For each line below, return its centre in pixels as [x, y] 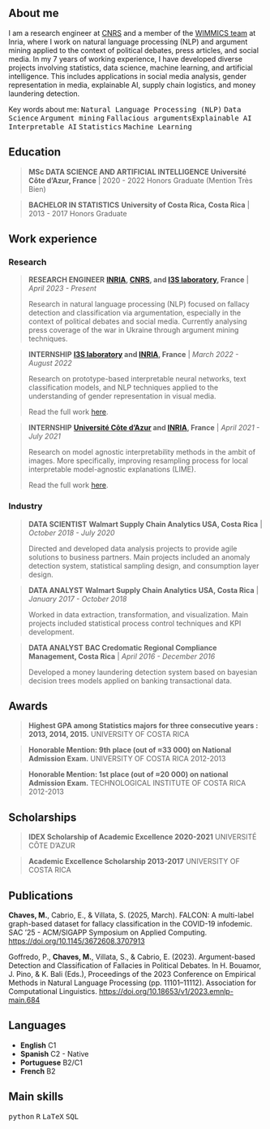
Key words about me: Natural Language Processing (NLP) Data [125, 109]
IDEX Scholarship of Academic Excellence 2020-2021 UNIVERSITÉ [142, 837]
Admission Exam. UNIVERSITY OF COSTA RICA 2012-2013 [127, 759]
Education [35, 153]
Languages [37, 1025]
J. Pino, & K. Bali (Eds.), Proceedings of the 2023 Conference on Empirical [132, 974]
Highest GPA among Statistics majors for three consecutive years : [143, 726]
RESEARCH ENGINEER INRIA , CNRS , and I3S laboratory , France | [138, 280]
